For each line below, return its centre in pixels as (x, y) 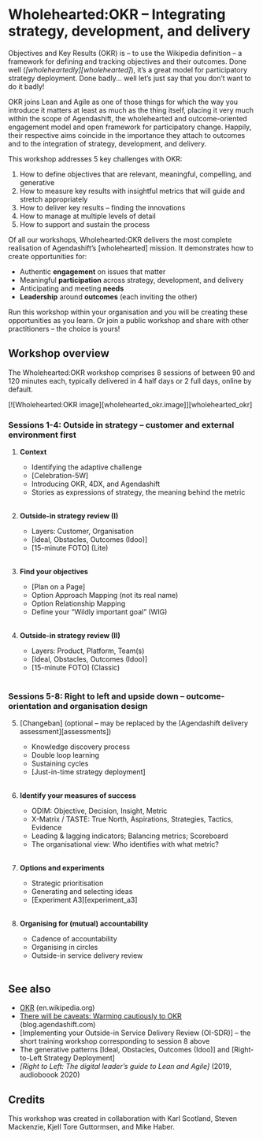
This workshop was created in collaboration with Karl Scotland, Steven (123, 1118)
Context (33, 452)
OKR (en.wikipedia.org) (57, 1008)
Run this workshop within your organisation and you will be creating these (128, 312)
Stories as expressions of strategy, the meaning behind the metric (138, 492)
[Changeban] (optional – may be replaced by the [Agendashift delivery (134, 723)
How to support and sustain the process (85, 224)
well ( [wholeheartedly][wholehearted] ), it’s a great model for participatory (128, 69)
